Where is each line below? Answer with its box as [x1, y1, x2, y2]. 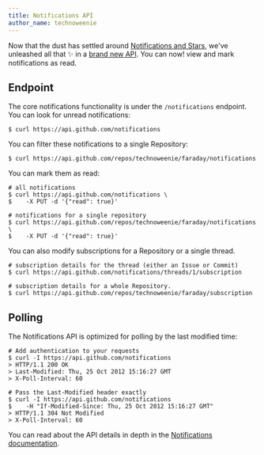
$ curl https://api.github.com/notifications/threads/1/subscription [8, 268, 243, 277]
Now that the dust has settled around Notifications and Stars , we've [8, 40, 228, 50]
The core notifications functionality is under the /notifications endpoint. [8, 102, 247, 112]
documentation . [8, 438, 60, 448]
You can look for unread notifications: [8, 110, 130, 119]
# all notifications [8, 184, 77, 192]
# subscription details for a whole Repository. [8, 282, 172, 290]
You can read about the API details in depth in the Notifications [8, 430, 213, 440]
